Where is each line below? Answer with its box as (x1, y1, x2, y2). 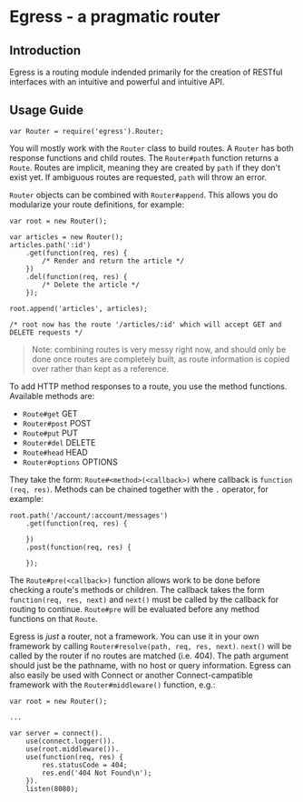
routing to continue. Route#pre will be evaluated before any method (9, 603, 260, 615)
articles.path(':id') (9, 240, 92, 249)
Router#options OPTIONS (22, 456, 118, 467)
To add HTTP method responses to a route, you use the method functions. (9, 380, 288, 392)
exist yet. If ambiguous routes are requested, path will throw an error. (9, 171, 268, 183)
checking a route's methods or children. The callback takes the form (9, 584, 265, 595)
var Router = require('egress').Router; (9, 126, 165, 135)
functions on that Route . (9, 613, 98, 624)
